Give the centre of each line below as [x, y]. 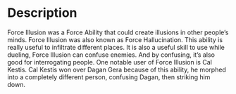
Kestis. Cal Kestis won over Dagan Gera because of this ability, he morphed [117, 69]
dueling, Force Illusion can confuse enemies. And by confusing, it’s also [111, 55]
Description [42, 13]
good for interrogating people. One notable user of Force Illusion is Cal [110, 62]
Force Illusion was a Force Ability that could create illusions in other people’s [118, 32]
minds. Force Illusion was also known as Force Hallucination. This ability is [115, 39]
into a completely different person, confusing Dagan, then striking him [109, 77]
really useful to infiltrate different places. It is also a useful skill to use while [116, 47]
